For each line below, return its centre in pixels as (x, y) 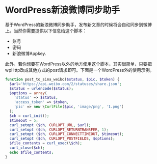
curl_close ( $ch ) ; (27, 148)
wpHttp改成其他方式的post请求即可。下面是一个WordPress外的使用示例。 (80, 70)
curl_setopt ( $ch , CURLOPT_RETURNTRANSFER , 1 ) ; (59, 130)
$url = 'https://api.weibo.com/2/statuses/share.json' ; (65, 84)
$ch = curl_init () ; (29, 116)
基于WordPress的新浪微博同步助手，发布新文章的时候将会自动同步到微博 (78, 25)
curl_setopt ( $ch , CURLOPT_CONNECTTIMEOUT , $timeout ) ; (67, 134)
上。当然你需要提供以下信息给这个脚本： (46, 30)
